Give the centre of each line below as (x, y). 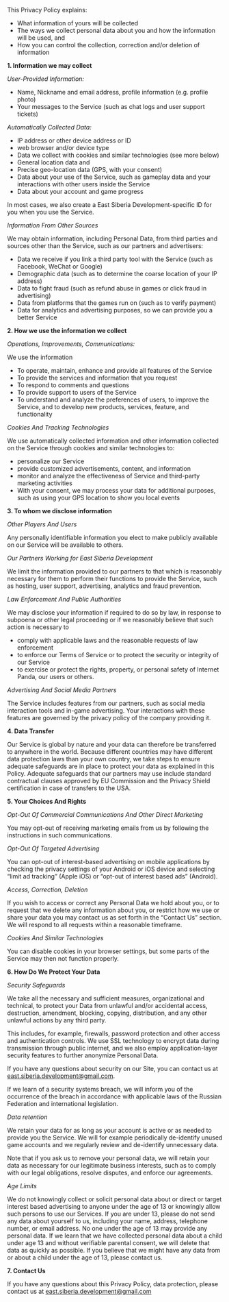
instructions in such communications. (60, 835)
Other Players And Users (42, 524)
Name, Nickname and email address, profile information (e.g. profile (112, 92)
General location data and (53, 162)
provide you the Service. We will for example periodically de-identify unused (115, 1138)
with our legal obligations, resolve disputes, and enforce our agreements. (110, 1172)
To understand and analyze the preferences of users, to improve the (113, 400)
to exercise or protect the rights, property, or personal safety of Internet (118, 670)
